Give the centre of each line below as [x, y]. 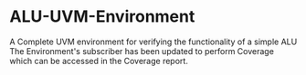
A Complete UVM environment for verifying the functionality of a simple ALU [153, 42]
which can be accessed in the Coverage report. [99, 61]
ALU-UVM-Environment [102, 17]
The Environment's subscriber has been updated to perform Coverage [142, 51]
